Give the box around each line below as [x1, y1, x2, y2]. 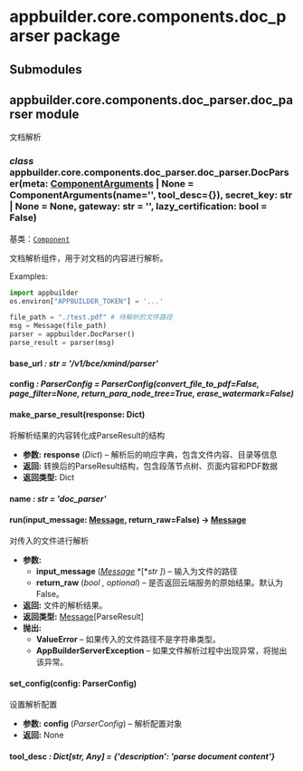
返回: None [22, 729, 64, 740]
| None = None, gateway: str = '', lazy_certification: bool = [9, 200, 268, 213]
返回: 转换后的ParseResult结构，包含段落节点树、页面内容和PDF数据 [22, 460, 279, 472]
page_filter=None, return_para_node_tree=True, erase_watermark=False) [9, 388, 294, 400]
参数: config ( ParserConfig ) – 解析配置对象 [22, 718, 183, 729]
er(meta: [9, 178, 49, 190]
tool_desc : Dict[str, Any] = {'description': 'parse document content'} [9, 750, 276, 762]
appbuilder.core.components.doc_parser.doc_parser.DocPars [9, 166, 289, 178]
